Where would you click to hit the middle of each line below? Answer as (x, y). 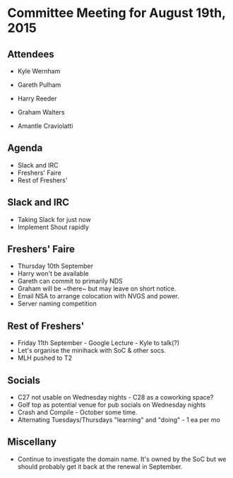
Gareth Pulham (39, 85)
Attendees (31, 54)
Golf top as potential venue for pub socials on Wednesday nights (112, 405)
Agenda (25, 148)
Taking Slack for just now (54, 219)
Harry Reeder (37, 98)
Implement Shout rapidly (53, 227)
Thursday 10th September (55, 266)
